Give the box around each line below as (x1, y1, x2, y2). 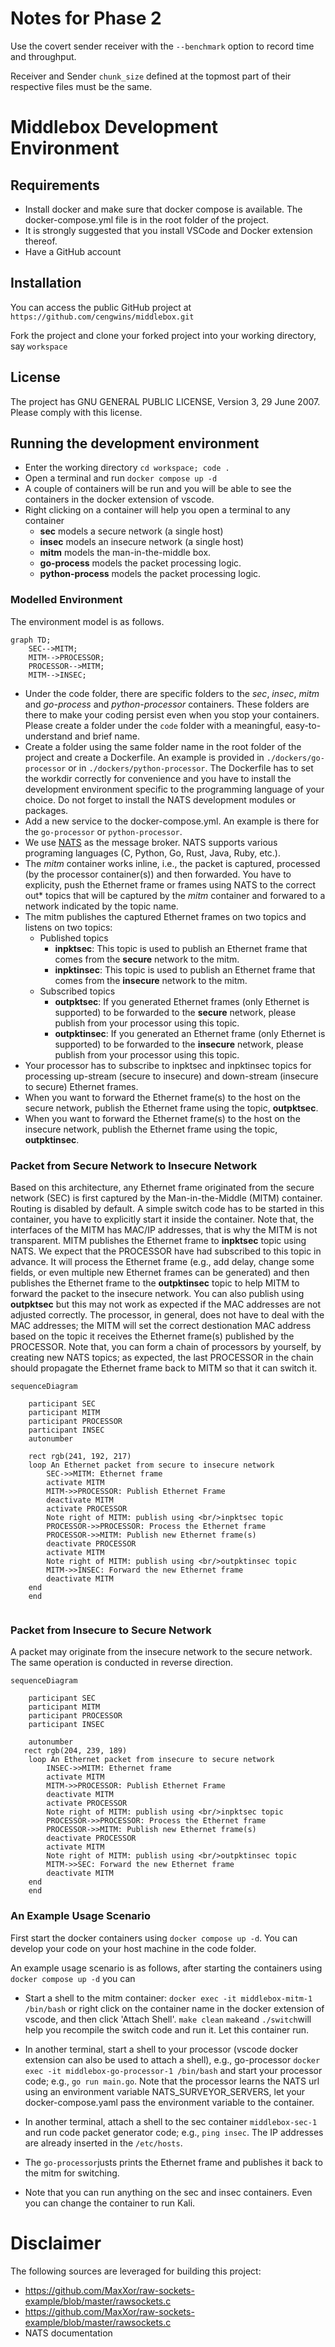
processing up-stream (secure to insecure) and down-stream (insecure (24, 1070, 319, 1082)
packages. (24, 804, 69, 816)
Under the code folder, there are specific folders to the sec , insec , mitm (24, 687, 320, 699)
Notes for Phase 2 (10, 7, 162, 30)
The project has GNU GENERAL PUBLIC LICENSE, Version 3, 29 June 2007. (10, 395, 321, 407)
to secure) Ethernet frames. (24, 1080, 139, 1092)
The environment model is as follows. (10, 615, 165, 627)
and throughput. (10, 50, 77, 62)
